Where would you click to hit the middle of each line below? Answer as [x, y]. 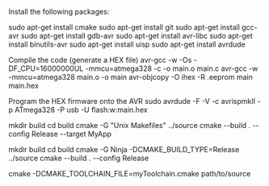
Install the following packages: [59, 12]
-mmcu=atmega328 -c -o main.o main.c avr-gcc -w [172, 68]
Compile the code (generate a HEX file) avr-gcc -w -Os [100, 60]
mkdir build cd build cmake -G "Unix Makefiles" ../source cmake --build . [130, 125]
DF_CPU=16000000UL [46, 68]
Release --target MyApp [71, 134]
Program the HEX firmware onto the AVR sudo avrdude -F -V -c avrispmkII [132, 101]
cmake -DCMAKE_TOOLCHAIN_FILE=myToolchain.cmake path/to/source [130, 174]
